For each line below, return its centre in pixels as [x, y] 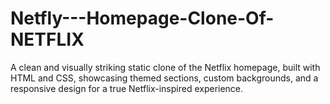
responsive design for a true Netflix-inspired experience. [127, 88]
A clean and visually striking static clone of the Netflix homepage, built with [165, 67]
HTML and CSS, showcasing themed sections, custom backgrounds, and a [164, 78]
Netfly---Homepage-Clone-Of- [142, 18]
